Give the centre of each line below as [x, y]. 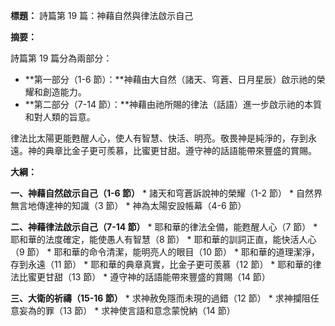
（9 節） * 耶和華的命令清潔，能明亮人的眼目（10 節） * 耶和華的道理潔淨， [165, 252]
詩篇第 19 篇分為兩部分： [61, 58]
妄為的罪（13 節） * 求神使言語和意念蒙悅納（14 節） [127, 310]
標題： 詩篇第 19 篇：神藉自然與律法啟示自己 [102, 15]
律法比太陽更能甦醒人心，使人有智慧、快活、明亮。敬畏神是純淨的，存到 [159, 138]
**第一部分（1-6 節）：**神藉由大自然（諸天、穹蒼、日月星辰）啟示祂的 [170, 79]
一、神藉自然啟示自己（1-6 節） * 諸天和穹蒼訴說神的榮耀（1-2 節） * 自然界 [166, 193]
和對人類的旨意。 [60, 117]
